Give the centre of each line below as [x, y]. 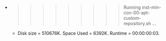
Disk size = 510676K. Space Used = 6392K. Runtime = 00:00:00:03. [89, 33]
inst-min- [151, 7]
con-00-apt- [137, 13]
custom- [132, 18]
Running [132, 7]
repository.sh [137, 23]
